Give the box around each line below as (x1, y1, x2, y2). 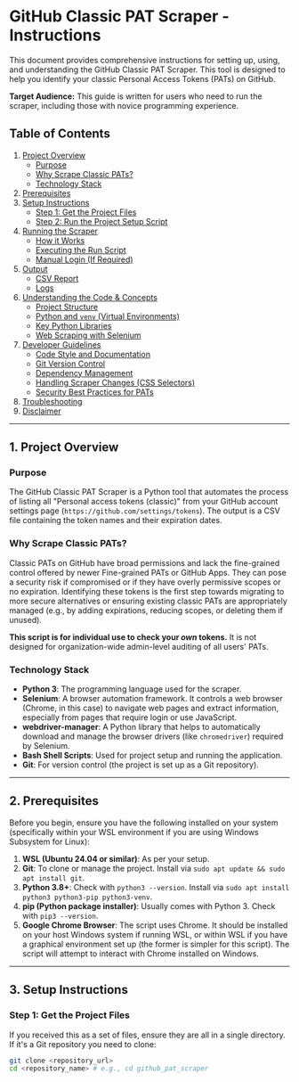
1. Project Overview (9, 439, 119, 455)
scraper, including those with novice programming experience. (9, 100, 238, 111)
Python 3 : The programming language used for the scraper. (21, 684, 242, 694)
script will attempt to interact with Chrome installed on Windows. (21, 947, 260, 959)
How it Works (35, 234, 85, 246)
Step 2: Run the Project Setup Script (35, 216, 168, 226)
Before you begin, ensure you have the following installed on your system (9, 817, 279, 828)
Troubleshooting (21, 396, 83, 406)
